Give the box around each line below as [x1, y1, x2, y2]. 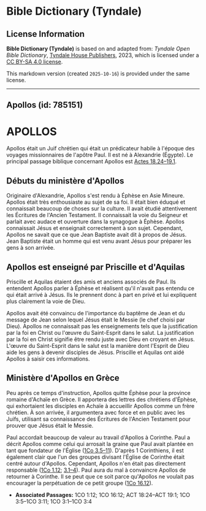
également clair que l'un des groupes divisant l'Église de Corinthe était [6, 453, 185, 461]
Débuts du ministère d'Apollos [6, 175, 124, 186]
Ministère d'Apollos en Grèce [6, 373, 120, 383]
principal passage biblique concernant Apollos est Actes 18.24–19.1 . [6, 158, 177, 165]
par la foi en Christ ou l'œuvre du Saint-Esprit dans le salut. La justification [6, 329, 194, 336]
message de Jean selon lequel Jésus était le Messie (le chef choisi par [6, 316, 185, 323]
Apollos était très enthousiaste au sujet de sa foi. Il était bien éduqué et [6, 198, 186, 206]
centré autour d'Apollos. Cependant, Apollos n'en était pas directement [6, 459, 186, 467]
